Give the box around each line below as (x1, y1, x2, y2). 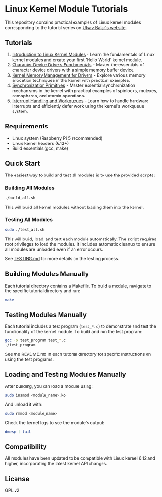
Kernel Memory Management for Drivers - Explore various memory (12, 72, 146, 78)
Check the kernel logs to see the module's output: (5, 419, 105, 425)
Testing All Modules (5, 216, 53, 223)
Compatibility (5, 442, 47, 450)
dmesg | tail (5, 429, 31, 434)
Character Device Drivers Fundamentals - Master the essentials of (12, 62, 144, 67)
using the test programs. (5, 356, 54, 362)
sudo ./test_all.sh (5, 227, 44, 232)
